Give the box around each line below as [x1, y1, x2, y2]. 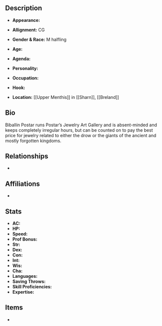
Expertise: [12, 289, 35, 295]
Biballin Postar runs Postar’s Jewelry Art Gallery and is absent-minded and [5, 122, 157, 128]
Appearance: [12, 17, 41, 23]
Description [5, 4, 42, 12]
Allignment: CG [12, 27, 45, 33]
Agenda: [12, 56, 31, 62]
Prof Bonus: [12, 236, 38, 243]
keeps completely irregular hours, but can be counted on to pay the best [5, 127, 153, 133]
